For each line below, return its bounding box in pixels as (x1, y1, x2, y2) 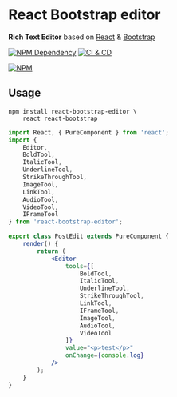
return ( (37, 247, 66, 255)
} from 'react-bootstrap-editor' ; (8, 218, 124, 226)
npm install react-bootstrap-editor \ (8, 107, 137, 115)
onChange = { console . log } (65, 351, 145, 359)
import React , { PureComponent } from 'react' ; (8, 128, 170, 137)
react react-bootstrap (22, 114, 98, 122)
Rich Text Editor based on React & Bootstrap (8, 32, 155, 42)
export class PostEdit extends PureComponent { (8, 232, 170, 241)
